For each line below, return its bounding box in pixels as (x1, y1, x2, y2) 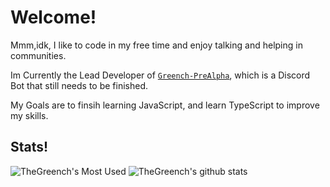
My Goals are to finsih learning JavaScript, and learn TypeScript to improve (10, 99, 320, 111)
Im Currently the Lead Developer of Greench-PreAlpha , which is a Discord (10, 69, 311, 81)
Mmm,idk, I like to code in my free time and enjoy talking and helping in (10, 39, 303, 51)
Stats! (10, 139, 49, 156)
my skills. (10, 109, 49, 121)
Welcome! (10, 6, 97, 29)
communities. (10, 49, 67, 61)
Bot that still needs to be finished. (10, 79, 149, 91)
